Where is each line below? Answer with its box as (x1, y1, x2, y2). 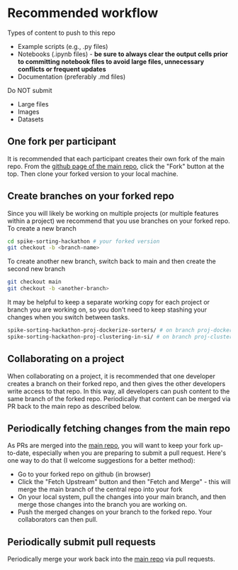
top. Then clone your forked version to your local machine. (7, 169, 178, 178)
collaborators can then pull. (17, 515, 98, 524)
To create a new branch (7, 224, 76, 232)
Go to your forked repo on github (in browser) (17, 470, 151, 478)
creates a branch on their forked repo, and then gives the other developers (7, 379, 226, 388)
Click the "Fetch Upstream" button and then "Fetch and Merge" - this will (17, 478, 231, 486)
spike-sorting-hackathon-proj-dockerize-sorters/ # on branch (7, 327, 195, 334)
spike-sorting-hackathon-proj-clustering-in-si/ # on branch (7, 333, 192, 340)
